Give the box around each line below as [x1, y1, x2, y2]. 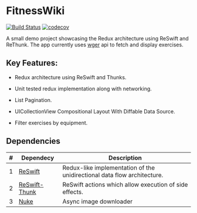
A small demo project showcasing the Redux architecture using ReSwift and [6, 35, 189, 42]
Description [108, 154, 142, 162]
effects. [62, 188, 84, 196]
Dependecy [21, 154, 55, 162]
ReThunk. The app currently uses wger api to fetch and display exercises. [6, 41, 184, 48]
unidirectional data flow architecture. [62, 171, 164, 179]
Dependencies [6, 136, 60, 146]
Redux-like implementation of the [62, 163, 155, 171]
